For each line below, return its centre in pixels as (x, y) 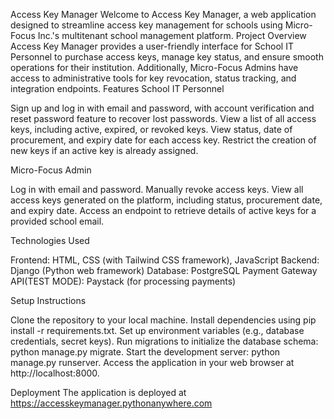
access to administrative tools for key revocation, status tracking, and (153, 78)
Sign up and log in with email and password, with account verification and (162, 108)
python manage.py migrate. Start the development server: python (145, 352)
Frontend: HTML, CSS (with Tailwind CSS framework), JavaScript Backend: (165, 260)
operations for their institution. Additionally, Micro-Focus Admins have (154, 67)
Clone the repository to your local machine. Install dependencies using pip (163, 320)
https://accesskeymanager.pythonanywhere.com (111, 403)
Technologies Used (50, 240)
